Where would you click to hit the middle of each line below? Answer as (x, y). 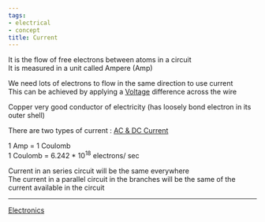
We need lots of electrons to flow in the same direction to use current (121, 83)
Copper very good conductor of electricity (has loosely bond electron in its (130, 107)
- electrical (30, 23)
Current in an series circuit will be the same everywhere (99, 171)
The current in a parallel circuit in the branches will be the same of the (122, 179)
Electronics (26, 210)
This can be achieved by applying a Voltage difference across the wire (123, 92)
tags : (17, 15)
